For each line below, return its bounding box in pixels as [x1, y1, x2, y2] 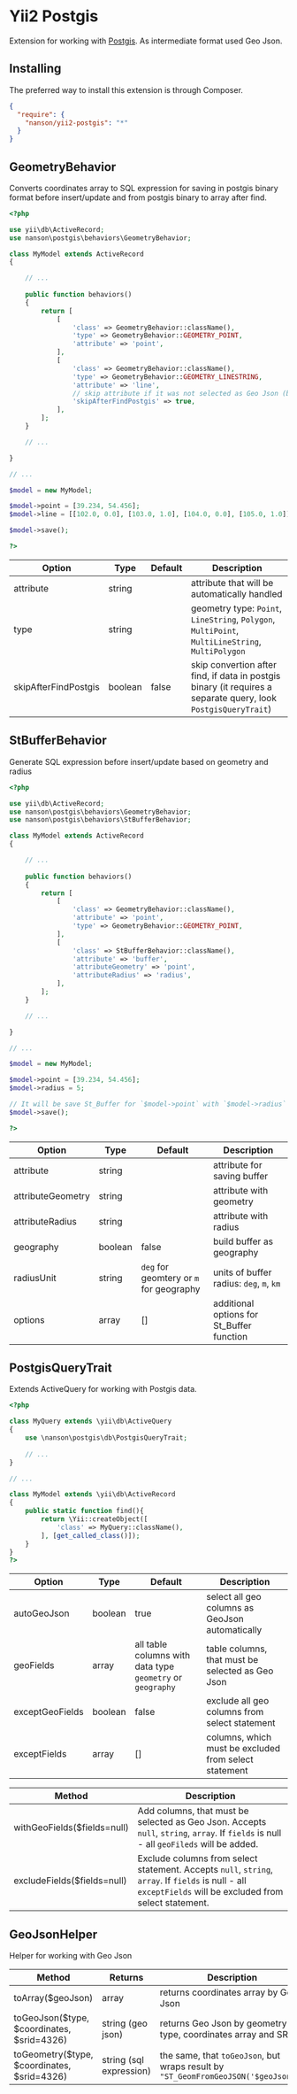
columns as [206, 1602, 255, 1614]
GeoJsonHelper [9, 1927, 98, 1942]
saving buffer [213, 1170, 269, 1182]
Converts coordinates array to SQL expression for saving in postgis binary [9, 182, 278, 193]
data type [134, 1660, 175, 1673]
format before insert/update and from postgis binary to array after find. [9, 192, 268, 203]
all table [134, 1638, 168, 1650]
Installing [9, 61, 62, 76]
